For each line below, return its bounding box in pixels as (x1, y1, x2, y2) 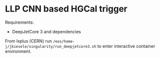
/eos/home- (53, 39, 75, 44)
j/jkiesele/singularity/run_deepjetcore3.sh (5, 44, 96, 49)
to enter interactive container (97, 43, 155, 49)
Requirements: (5, 19, 34, 25)
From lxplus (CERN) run (5, 38, 52, 44)
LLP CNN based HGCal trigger (5, 3, 128, 14)
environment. (5, 48, 32, 54)
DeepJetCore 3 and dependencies (12, 29, 81, 34)
